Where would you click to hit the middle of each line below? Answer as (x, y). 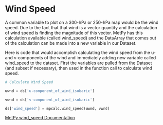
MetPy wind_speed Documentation (40, 118)
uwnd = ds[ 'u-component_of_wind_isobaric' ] (50, 91)
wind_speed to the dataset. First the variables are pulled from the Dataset (79, 63)
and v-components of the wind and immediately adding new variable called (81, 57)
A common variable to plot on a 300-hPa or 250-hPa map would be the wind (82, 22)
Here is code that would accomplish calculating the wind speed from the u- (80, 53)
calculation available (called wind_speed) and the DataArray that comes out (81, 38)
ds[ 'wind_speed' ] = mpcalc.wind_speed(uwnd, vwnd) (57, 108)
